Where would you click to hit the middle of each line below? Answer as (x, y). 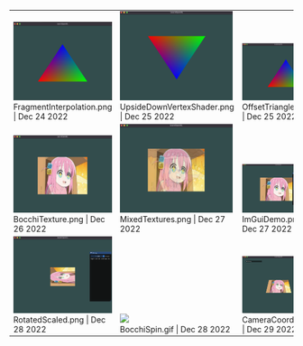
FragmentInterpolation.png (63, 107)
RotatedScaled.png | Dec (60, 319)
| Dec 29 (258, 329)
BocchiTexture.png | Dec (59, 219)
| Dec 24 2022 (41, 116)
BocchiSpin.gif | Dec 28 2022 (175, 329)
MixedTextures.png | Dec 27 (173, 219)
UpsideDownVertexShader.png (177, 107)
